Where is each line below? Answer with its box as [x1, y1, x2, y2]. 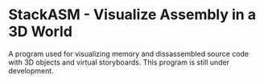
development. [8, 65, 54, 75]
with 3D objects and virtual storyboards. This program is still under [8, 57, 229, 67]
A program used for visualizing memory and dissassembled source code [8, 49, 250, 58]
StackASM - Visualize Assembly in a [8, 6, 256, 24]
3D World [8, 22, 72, 41]
